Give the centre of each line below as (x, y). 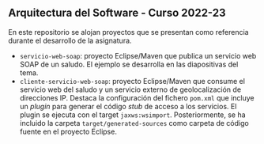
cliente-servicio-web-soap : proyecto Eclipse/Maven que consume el (132, 81)
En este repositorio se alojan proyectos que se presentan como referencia (128, 32)
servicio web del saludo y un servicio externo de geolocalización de (130, 89)
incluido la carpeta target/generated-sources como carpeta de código (134, 123)
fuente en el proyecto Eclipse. (68, 131)
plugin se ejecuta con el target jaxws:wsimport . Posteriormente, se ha (133, 115)
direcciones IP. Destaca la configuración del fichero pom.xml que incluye (137, 97)
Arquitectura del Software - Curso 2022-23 (117, 13)
